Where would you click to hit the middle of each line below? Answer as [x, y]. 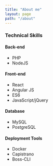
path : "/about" [20, 18]
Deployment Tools [24, 138]
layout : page [18, 14]
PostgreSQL [24, 127]
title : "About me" [23, 9]
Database [15, 111]
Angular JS [23, 90]
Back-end [15, 47]
